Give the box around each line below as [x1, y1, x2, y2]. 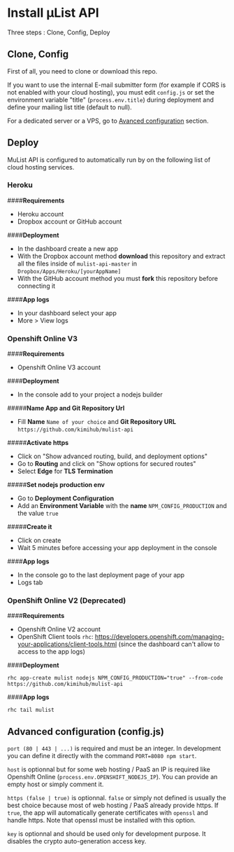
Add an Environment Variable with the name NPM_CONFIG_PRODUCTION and [17, 502, 227, 510]
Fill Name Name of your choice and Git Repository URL [17, 418, 177, 426]
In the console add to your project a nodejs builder [17, 390, 163, 399]
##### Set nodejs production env [7, 481, 105, 489]
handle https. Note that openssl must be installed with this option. [7, 816, 196, 825]
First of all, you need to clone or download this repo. [7, 67, 158, 75]
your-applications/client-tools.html [17, 640, 117, 649]
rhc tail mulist [7, 706, 54, 714]
